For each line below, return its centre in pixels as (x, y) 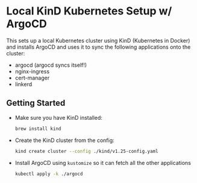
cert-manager (32, 78)
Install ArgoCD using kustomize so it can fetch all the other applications (103, 163)
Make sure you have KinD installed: (58, 117)
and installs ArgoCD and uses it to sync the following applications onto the (98, 47)
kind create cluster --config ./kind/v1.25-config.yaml (86, 151)
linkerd (23, 84)
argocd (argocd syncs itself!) (51, 65)
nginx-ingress (32, 71)
